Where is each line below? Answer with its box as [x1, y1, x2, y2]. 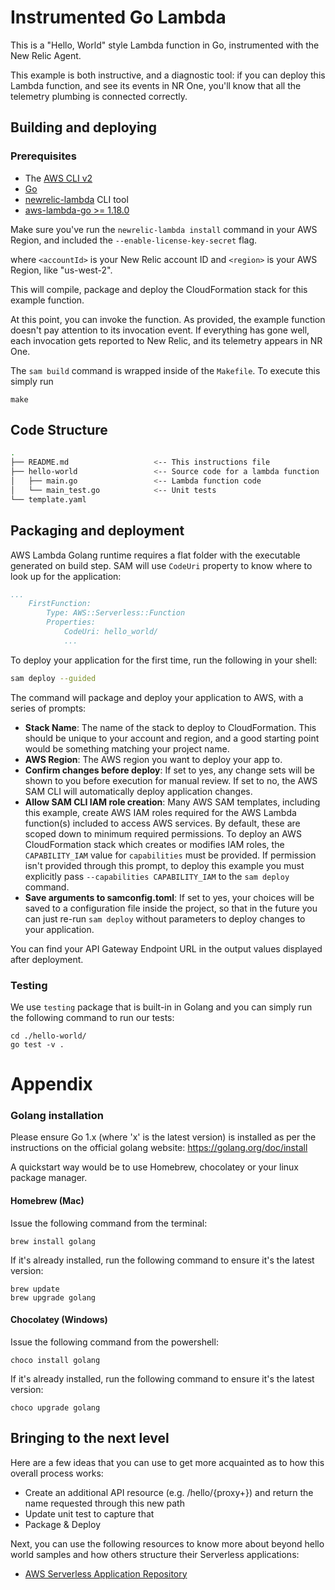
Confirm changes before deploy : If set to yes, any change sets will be [24, 764, 315, 776]
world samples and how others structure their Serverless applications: [10, 1548, 300, 1560]
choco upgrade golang [10, 1402, 101, 1413]
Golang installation [10, 1109, 104, 1123]
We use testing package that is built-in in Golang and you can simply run [10, 1001, 313, 1013]
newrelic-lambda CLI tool [24, 193, 129, 205]
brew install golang [10, 1236, 97, 1246]
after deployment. [10, 953, 84, 965]
